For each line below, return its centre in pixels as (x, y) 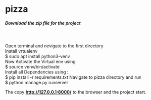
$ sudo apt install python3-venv (38, 56)
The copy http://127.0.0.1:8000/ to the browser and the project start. (76, 92)
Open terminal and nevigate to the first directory (54, 46)
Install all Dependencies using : (37, 72)
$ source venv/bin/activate (32, 67)
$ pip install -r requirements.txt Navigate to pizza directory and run (73, 77)
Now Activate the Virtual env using (40, 62)
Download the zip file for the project (43, 23)
